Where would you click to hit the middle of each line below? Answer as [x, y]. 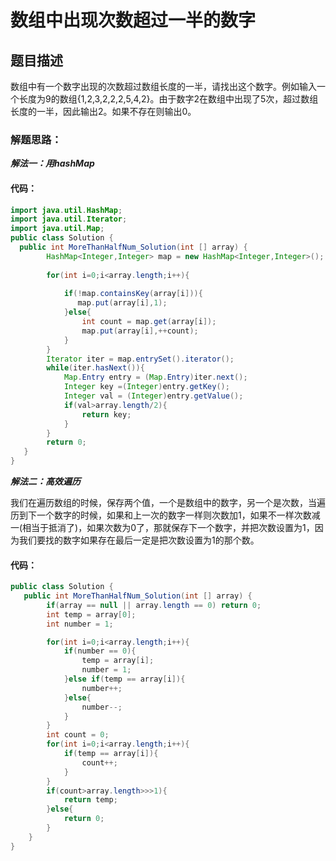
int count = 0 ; [78, 735]
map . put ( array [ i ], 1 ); [122, 303]
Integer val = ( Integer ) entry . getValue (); [153, 396]
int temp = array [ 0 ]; [91, 614]
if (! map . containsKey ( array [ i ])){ [133, 294]
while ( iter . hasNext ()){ [95, 368]
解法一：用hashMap [52, 163]
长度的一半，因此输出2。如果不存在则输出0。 [103, 111]
